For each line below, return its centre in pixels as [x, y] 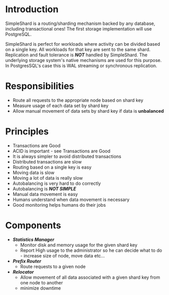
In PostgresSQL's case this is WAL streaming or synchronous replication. [81, 65]
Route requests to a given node [53, 266]
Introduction [32, 9]
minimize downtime [41, 288]
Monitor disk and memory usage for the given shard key [79, 245]
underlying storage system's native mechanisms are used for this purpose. [83, 60]
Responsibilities [40, 86]
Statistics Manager [33, 239]
